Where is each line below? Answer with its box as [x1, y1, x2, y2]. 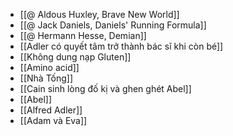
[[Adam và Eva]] [19, 115, 88, 126]
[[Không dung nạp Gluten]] [19, 51, 132, 63]
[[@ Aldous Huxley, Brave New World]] [19, 9, 180, 20]
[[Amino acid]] [19, 62, 80, 73]
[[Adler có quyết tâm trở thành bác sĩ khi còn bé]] [19, 40, 224, 52]
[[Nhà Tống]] [19, 72, 74, 84]
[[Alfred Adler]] [19, 104, 83, 116]
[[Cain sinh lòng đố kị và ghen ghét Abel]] [19, 83, 192, 94]
